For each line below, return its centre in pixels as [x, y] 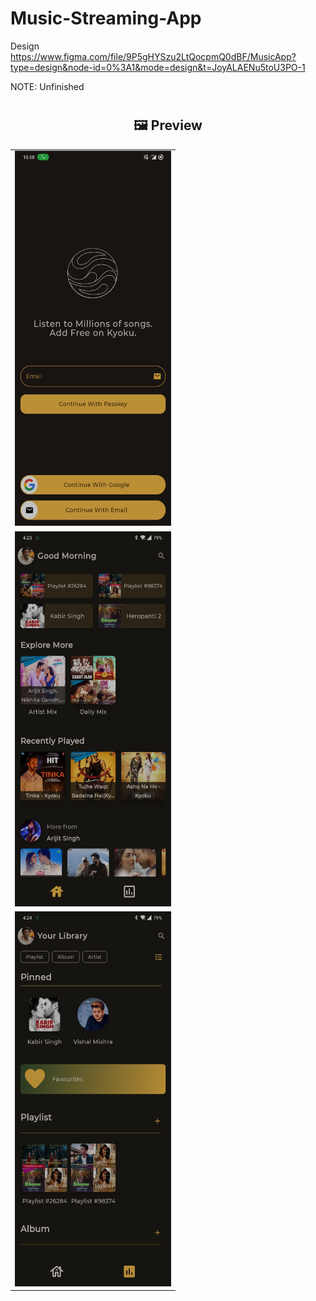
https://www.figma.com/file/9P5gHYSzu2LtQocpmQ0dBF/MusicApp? [153, 56]
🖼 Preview [168, 125]
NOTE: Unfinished [47, 86]
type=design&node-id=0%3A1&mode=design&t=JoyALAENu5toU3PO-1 [158, 67]
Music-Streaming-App [106, 18]
